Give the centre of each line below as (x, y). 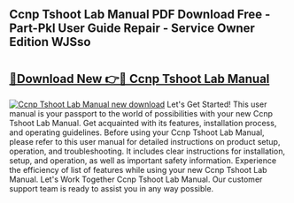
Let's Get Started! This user (217, 104)
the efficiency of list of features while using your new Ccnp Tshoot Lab (138, 170)
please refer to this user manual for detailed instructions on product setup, (145, 142)
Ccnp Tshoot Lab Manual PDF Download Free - (140, 15)
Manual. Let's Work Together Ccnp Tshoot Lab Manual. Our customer (136, 179)
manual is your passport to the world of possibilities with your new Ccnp (141, 113)
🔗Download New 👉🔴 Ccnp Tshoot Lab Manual (139, 79)
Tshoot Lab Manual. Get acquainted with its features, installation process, (143, 123)
